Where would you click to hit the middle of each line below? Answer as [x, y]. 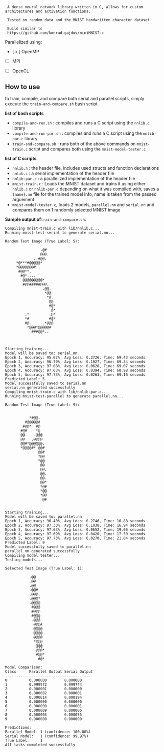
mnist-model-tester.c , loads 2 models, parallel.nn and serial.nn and [83, 205]
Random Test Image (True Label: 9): [42, 405]
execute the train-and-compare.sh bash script [51, 104]
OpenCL [21, 71]
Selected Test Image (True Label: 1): [45, 568]
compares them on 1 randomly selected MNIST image [66, 210]
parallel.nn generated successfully [42, 551]
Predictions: [18, 727]
